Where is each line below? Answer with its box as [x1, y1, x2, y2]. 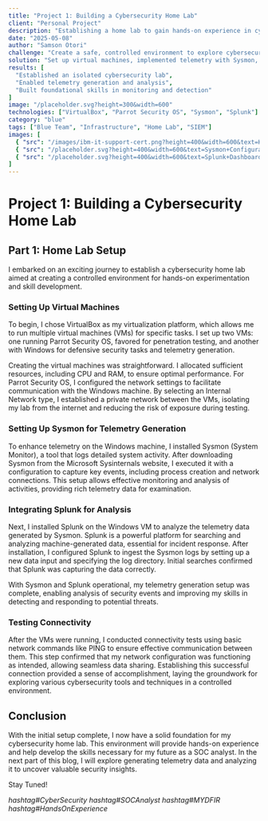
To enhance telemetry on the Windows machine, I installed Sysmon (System [8, 441, 258, 451]
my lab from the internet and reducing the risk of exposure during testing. [8, 403, 250, 412]
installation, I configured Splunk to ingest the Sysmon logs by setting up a [8, 548, 250, 557]
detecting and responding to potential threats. [8, 597, 160, 607]
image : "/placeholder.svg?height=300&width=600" [8, 101, 173, 109]
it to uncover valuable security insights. [8, 764, 138, 774]
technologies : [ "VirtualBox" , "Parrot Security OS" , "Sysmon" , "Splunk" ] [8, 109, 259, 117]
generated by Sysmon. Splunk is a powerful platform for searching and [8, 531, 241, 540]
